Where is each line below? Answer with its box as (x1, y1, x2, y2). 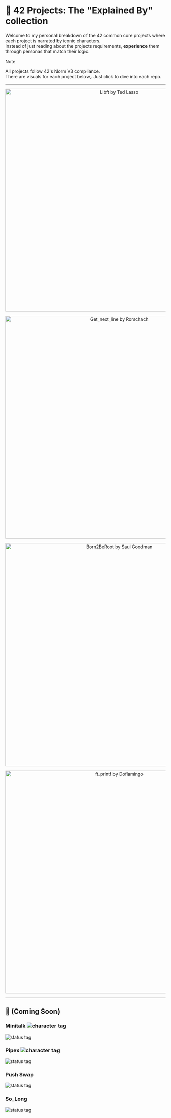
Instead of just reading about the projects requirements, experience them (5, 43, 160, 49)
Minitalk (5, 1022, 26, 1029)
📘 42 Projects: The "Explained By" (5, 5, 153, 16)
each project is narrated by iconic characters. (5, 38, 101, 44)
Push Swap (5, 1071, 34, 1078)
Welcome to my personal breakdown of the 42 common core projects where (5, 32, 165, 38)
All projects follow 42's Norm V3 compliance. (5, 68, 100, 74)
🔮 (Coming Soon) (5, 1007, 60, 1016)
